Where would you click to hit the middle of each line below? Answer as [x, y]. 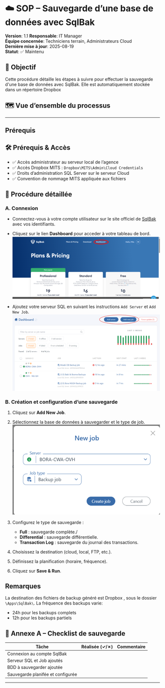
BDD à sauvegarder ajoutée [35, 667]
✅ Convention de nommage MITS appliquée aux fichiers [69, 178]
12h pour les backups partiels [42, 618]
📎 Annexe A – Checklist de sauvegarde [65, 633]
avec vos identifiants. [34, 224]
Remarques [23, 586]
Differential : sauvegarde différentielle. [59, 537]
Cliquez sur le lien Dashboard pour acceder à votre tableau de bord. [81, 234]
